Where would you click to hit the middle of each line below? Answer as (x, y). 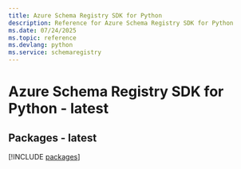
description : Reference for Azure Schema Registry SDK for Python (121, 23)
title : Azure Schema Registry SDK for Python (85, 15)
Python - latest (59, 109)
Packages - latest (53, 138)
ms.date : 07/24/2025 (43, 30)
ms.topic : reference (43, 38)
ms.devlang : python (41, 45)
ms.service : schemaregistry (55, 52)
